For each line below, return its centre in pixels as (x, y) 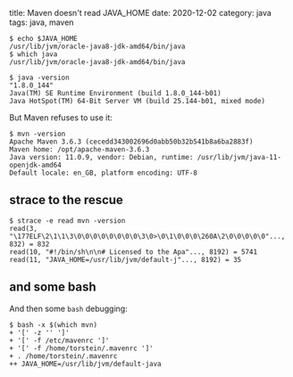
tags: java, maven (42, 22)
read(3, (24, 228)
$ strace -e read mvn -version (67, 221)
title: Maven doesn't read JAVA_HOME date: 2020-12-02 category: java (141, 13)
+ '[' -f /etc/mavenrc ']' (59, 340)
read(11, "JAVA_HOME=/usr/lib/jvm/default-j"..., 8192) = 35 (126, 259)
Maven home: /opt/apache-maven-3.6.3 (80, 150)
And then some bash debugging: (68, 308)
